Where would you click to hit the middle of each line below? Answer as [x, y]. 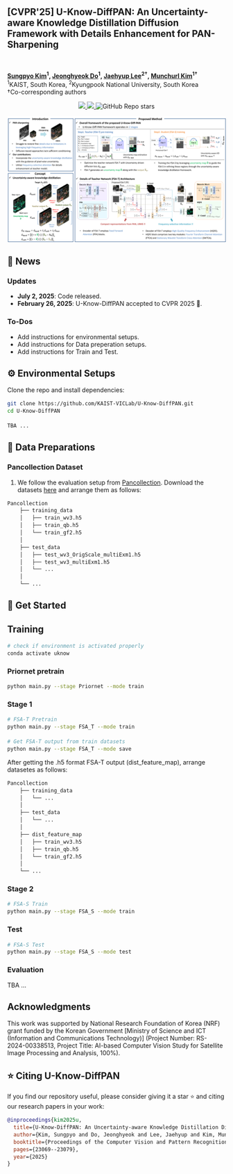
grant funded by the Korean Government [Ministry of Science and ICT [107, 1031]
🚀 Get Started [37, 606]
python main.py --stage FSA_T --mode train [71, 727]
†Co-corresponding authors [47, 92]
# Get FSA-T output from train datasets [67, 742]
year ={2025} [31, 1157]
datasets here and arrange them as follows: [79, 489]
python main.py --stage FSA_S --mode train [71, 912]
